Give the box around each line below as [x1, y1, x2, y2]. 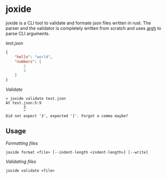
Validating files [5, 158, 36, 165]
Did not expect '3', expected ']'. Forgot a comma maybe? [5, 113, 128, 119]
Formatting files [5, 140, 38, 146]
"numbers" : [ [14, 59, 42, 64]
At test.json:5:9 [5, 100, 42, 105]
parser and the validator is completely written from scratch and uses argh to [5, 25, 162, 31]
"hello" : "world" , [14, 54, 53, 59]
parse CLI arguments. [5, 30, 50, 36]
